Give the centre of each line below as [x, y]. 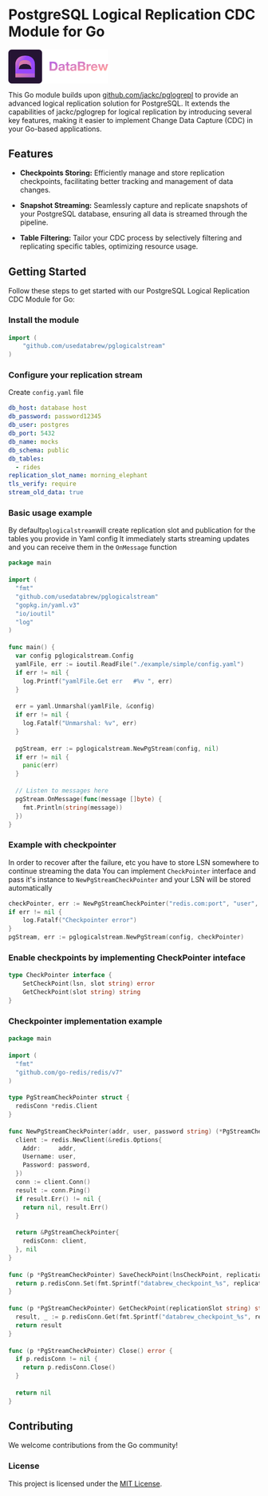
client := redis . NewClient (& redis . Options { [89, 1140]
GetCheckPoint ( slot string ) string [82, 992]
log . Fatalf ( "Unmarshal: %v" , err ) [80, 724]
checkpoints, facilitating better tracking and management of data [126, 182]
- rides [28, 467]
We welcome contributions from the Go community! [93, 1446]
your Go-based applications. [55, 129]
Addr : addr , [50, 1148]
